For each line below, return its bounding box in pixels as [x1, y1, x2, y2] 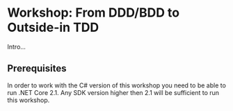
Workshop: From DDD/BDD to [7, 5, 179, 21]
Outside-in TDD [7, 19, 99, 35]
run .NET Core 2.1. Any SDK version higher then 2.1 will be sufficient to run [7, 88, 220, 96]
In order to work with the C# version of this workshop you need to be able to [7, 81, 226, 89]
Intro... [7, 42, 26, 51]
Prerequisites [7, 62, 67, 74]
